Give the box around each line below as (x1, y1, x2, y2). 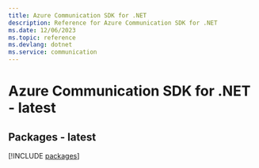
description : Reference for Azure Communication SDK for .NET (8, 19, 218, 27)
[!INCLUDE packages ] (8, 151, 80, 160)
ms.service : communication (8, 48, 97, 56)
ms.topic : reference (8, 33, 77, 42)
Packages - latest (8, 130, 97, 144)
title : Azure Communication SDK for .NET (8, 11, 147, 20)
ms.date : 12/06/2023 (8, 26, 77, 34)
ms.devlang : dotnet (8, 41, 73, 49)
